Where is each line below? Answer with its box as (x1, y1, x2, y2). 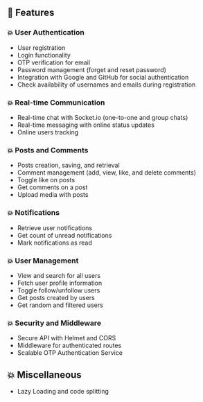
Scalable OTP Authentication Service (17, 349, 123, 357)
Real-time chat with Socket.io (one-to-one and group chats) (17, 113, 188, 121)
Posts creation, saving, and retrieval (17, 161, 120, 170)
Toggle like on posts (17, 176, 75, 184)
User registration (17, 43, 66, 52)
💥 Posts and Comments (7, 145, 89, 155)
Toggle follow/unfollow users (17, 286, 100, 295)
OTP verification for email (17, 58, 91, 67)
